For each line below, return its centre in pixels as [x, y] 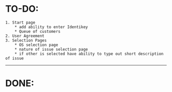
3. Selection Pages [26, 40]
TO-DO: [22, 9]
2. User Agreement [25, 36]
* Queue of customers [37, 31]
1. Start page [20, 22]
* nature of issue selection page [51, 49]
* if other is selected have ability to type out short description [89, 54]
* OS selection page [36, 45]
